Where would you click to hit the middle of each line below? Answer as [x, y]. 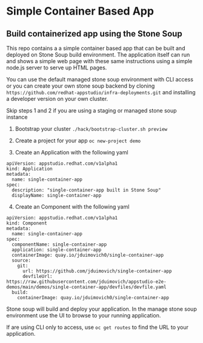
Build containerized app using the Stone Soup [95, 34]
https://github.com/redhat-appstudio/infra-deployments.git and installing [101, 92]
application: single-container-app [57, 250]
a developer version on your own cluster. [57, 99]
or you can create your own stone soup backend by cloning [81, 86]
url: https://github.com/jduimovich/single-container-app [97, 271]
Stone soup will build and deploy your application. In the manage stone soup [101, 309]
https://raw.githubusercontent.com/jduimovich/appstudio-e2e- [86, 282]
